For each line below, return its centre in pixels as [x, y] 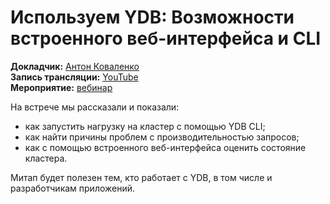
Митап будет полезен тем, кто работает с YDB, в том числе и [141, 177]
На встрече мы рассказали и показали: [95, 107]
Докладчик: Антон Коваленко [75, 66]
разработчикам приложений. [73, 188]
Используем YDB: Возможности [152, 17]
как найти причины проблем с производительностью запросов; [162, 137]
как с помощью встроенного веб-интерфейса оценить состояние [165, 147]
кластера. [46, 158]
